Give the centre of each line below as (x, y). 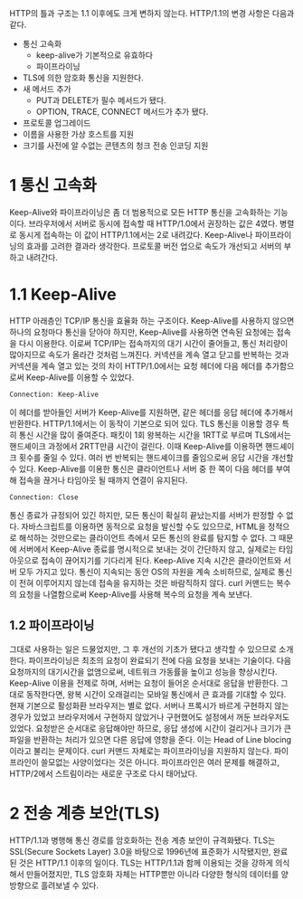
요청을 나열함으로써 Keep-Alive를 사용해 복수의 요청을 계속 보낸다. (136, 594)
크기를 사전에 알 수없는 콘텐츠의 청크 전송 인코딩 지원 (115, 146)
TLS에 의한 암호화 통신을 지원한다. (83, 78)
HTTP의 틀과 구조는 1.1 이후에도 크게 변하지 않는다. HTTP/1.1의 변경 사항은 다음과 (152, 13)
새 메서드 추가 (47, 89)
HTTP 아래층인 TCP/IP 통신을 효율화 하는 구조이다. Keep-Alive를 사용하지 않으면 (152, 320)
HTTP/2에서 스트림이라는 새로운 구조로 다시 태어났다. (104, 773)
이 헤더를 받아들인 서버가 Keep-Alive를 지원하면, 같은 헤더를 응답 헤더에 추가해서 (151, 412)
